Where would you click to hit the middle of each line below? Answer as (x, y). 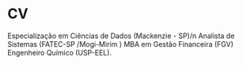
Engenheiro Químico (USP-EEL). (60, 52)
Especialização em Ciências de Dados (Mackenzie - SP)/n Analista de (121, 36)
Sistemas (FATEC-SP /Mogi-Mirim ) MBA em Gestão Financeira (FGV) (121, 44)
